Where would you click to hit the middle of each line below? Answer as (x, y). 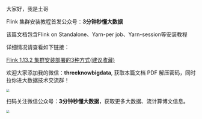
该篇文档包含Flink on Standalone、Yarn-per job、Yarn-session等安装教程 (97, 34)
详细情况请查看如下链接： (38, 47)
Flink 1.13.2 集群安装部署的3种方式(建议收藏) (61, 60)
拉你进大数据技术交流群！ (38, 80)
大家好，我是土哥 (27, 9)
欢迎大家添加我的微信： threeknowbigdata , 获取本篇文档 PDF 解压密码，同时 (101, 73)
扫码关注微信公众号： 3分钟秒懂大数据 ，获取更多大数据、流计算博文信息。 (98, 101)
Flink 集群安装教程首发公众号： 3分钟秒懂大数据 (65, 22)
